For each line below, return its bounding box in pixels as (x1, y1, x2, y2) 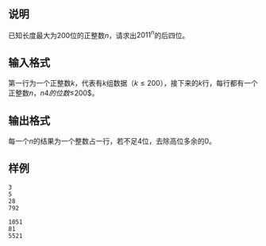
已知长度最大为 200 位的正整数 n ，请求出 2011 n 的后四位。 (8, 29, 190, 40)
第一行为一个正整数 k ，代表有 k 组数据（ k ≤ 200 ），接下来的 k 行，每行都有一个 (8, 79, 258, 88)
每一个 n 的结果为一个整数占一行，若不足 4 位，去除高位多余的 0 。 (8, 136, 217, 146)
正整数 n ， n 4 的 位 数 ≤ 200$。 (8, 88, 99, 98)
